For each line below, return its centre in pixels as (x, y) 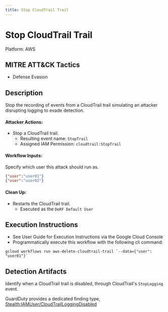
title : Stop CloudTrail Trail (37, 10)
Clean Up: (16, 192)
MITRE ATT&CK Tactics (43, 64)
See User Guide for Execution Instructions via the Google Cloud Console (88, 237)
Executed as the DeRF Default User (57, 209)
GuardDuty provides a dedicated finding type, (53, 299)
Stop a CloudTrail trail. (36, 133)
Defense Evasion (30, 77)
